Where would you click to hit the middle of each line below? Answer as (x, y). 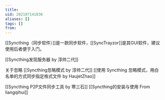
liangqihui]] (17, 93)
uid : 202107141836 (24, 14)
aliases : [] (17, 19)
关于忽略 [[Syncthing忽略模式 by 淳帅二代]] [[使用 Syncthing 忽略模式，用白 (82, 70)
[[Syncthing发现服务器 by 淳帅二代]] (42, 59)
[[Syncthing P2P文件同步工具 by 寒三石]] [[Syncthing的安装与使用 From (78, 87)
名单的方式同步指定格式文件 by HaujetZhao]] (50, 76)
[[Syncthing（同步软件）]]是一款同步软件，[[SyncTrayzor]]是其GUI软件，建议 (82, 43)
